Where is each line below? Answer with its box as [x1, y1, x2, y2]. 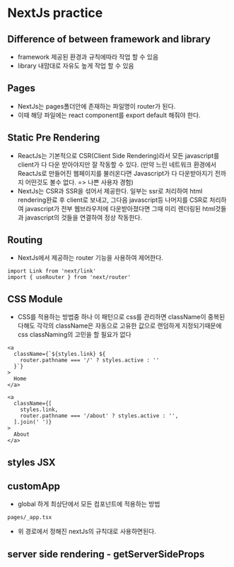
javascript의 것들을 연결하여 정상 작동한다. [25, 213, 143, 222]
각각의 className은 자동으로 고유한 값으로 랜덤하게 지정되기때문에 [36, 321, 222, 330]
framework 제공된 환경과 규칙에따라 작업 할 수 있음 [17, 53, 159, 61]
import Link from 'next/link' [7, 268, 97, 275]
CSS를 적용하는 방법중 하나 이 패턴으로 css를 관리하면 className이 [17, 313, 206, 321]
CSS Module [7, 293, 63, 305]
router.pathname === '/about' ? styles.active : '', [20, 412, 179, 419]
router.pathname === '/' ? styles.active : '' [20, 357, 160, 364]
